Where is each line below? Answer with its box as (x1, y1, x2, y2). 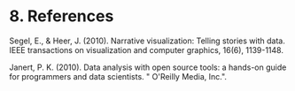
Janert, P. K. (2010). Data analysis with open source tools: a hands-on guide (9, 62, 287, 72)
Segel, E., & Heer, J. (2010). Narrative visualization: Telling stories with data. (9, 35, 285, 46)
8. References (9, 6, 114, 27)
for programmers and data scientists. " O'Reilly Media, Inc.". (9, 71, 228, 81)
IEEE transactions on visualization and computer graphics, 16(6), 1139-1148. (9, 44, 283, 55)
